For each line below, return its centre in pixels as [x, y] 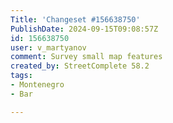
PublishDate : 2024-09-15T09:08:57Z [84, 29]
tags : [21, 76]
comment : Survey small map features [86, 57]
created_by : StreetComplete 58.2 [80, 66]
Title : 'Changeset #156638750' [75, 19]
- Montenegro [37, 85]
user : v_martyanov [48, 47]
